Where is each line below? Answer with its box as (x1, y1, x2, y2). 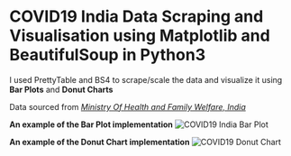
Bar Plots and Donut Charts (9, 84, 114, 95)
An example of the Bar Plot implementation (9, 119, 174, 130)
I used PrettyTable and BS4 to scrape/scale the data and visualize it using (9, 74, 283, 85)
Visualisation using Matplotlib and (9, 25, 270, 46)
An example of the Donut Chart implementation (9, 136, 190, 147)
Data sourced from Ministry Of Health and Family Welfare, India (9, 101, 246, 112)
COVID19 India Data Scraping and (9, 6, 264, 27)
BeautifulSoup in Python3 (9, 45, 205, 65)
